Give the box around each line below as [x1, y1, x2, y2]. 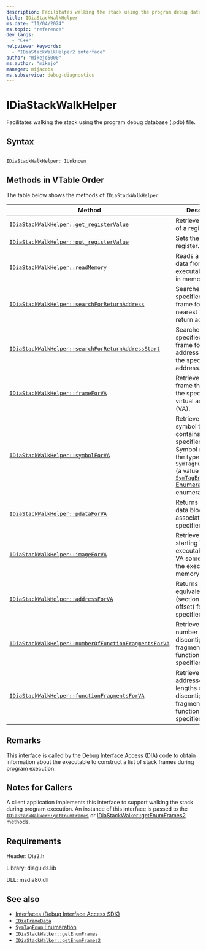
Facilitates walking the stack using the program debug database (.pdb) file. [6, 119, 196, 126]
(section [175, 594, 199, 603]
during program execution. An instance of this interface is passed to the [6, 805, 188, 812]
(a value [175, 466, 199, 475]
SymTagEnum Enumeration [15, 923, 77, 930]
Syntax [6, 136, 34, 147]
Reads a [175, 251, 199, 260]
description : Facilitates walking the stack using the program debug [6, 9, 188, 15]
